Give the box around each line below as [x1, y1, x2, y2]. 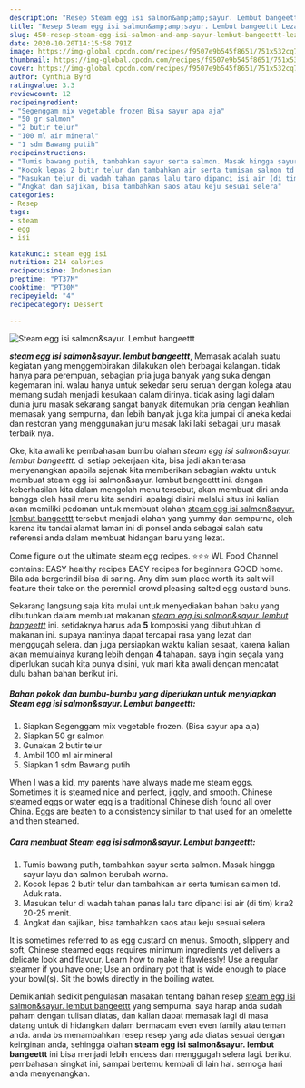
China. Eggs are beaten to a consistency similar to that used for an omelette [9, 806, 293, 817]
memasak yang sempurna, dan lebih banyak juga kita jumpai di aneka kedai [9, 408, 292, 419]
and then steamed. [9, 816, 80, 826]
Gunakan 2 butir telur [22, 740, 103, 751]
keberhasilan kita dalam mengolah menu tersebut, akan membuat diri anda [9, 483, 289, 495]
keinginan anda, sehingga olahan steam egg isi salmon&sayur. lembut [9, 1039, 275, 1050]
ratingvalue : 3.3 [9, 81, 75, 90]
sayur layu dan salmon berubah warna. [22, 869, 169, 880]
